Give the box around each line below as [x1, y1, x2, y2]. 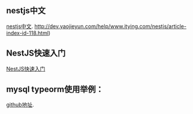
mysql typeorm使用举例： [6, 84, 104, 94]
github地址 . [6, 101, 34, 109]
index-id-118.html [6, 29, 49, 36]
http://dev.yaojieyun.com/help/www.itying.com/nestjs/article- [34, 23, 187, 30]
